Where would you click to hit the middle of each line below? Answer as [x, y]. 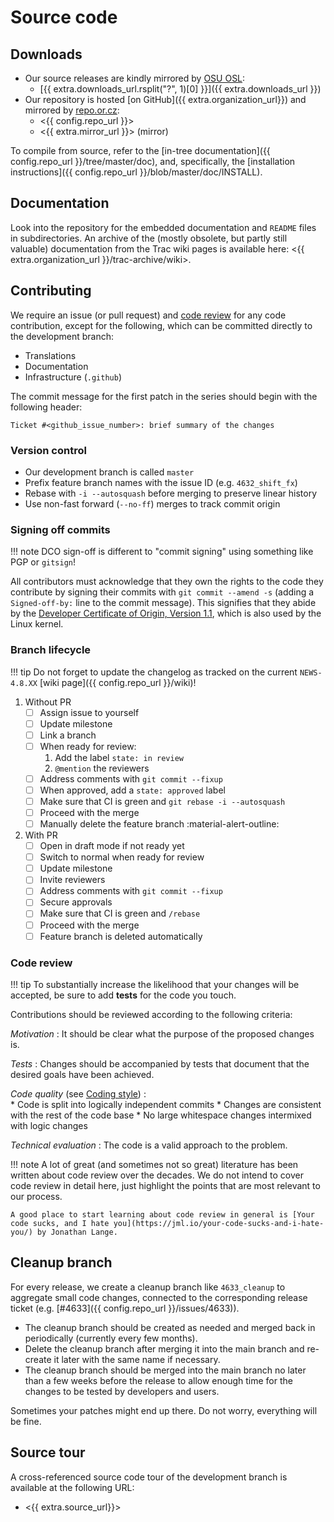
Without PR [48, 702]
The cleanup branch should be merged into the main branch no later [165, 1370]
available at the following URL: [72, 1487]
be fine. [26, 1421]
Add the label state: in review [119, 757]
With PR [41, 835]
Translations [50, 355]
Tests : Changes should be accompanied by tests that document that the [160, 1063]
